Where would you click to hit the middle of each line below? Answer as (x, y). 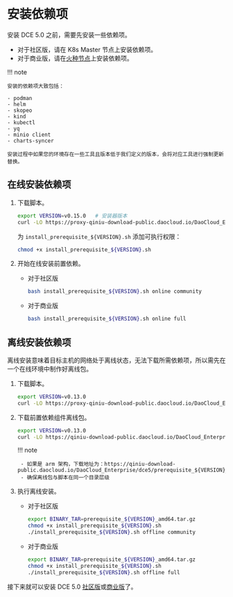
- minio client (29, 135)
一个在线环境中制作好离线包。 (50, 369)
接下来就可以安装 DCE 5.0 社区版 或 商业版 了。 (72, 587)
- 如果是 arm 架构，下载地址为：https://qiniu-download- (98, 464)
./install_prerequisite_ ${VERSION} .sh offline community (112, 532)
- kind (17, 116)
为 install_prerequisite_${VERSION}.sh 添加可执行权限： (99, 236)
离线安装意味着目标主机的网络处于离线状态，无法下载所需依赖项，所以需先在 (116, 360)
